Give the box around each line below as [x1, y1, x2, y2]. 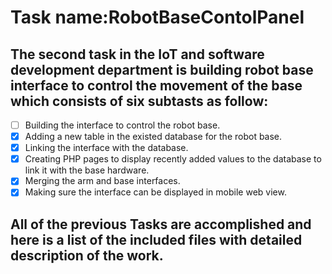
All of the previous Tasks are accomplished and [10, 216, 312, 233]
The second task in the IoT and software [10, 46, 265, 63]
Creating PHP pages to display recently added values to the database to [24, 153, 322, 165]
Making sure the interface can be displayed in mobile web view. [24, 186, 287, 198]
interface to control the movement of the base [10, 77, 303, 94]
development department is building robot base [10, 61, 314, 78]
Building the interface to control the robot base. [24, 119, 221, 131]
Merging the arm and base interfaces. [24, 175, 181, 187]
